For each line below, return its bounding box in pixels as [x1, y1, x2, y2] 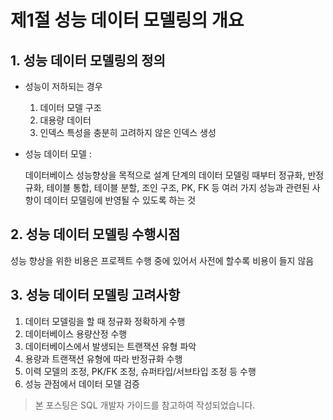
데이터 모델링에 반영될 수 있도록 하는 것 [43, 194, 197, 206]
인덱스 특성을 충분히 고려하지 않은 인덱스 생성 [39, 127, 217, 138]
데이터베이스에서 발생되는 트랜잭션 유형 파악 [24, 340, 197, 352]
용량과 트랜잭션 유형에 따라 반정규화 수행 [24, 352, 183, 365]
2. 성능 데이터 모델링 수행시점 [10, 226, 181, 243]
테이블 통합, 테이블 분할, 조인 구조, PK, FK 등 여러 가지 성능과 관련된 [46, 182, 310, 193]
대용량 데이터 [39, 114, 92, 126]
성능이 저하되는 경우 [24, 81, 103, 92]
